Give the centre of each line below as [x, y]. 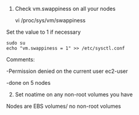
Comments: [20, 59]
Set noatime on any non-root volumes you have [74, 95]
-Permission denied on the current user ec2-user [67, 71]
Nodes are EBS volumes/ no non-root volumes [64, 106]
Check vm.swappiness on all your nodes [65, 9]
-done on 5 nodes [29, 83]
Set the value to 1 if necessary [44, 32]
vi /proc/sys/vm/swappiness [50, 20]
